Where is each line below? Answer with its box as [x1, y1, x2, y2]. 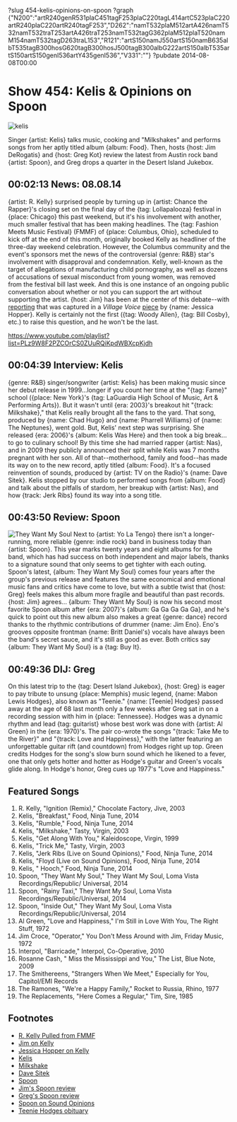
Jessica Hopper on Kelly [18, 1046, 90, 1055]
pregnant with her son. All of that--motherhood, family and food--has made [8, 453, 228, 462]
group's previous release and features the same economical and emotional [8, 575, 226, 584]
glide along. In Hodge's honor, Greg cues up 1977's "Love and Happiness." [8, 765, 225, 773]
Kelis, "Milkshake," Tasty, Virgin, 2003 [18, 827, 129, 835]
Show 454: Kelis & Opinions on [8, 83, 193, 100]
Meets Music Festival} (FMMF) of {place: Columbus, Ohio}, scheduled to [8, 227, 219, 236]
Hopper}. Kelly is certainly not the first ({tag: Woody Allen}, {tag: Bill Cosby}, [8, 310, 230, 318]
